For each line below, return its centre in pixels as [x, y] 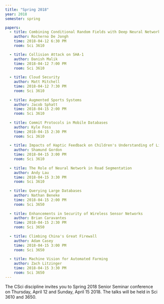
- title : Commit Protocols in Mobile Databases [59, 123]
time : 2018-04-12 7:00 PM [40, 64]
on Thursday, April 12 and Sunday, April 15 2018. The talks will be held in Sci [81, 292]
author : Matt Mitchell [37, 82]
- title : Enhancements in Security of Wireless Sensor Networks [76, 214]
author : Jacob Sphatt [36, 105]
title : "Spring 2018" [27, 10]
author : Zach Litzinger [38, 264]
